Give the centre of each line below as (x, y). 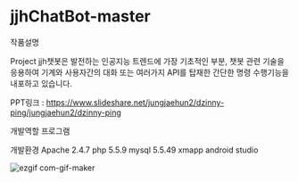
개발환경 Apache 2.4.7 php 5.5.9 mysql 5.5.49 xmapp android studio (134, 150)
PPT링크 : (27, 102)
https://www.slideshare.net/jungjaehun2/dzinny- (135, 102)
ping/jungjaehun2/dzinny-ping (66, 112)
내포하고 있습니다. (41, 83)
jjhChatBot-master (80, 17)
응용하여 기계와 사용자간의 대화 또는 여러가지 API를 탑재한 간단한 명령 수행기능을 (149, 72)
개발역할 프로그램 (40, 130)
